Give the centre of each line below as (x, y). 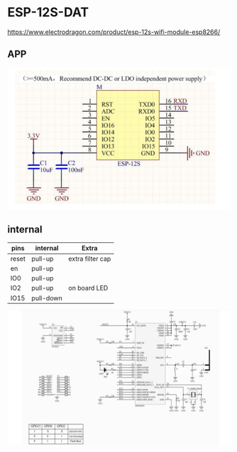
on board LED (88, 288)
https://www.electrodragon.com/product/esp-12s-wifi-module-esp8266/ (114, 32)
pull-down (47, 298)
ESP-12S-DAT (48, 12)
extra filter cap (90, 259)
